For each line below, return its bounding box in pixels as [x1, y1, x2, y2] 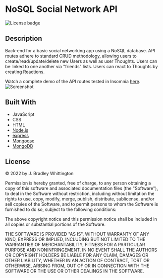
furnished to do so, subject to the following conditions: [5, 206, 116, 212]
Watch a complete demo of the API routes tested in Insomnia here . [5, 78, 141, 84]
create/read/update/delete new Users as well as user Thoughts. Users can [5, 58, 158, 64]
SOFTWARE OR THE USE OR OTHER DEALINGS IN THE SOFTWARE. [5, 268, 144, 274]
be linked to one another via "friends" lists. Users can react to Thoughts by [5, 63, 158, 69]
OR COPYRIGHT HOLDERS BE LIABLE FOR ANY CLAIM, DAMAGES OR [5, 252, 149, 258]
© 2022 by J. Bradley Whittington [5, 171, 74, 177]
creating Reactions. [5, 69, 45, 75]
